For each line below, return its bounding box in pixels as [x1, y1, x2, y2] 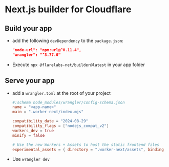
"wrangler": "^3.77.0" [12, 52, 61, 57]
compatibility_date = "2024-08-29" [12, 119, 89, 124]
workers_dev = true [12, 128, 54, 133]
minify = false [12, 133, 45, 138]
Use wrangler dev [12, 156, 50, 162]
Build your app [5, 24, 52, 33]
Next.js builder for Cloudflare [5, 4, 132, 15]
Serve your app [5, 76, 55, 85]
